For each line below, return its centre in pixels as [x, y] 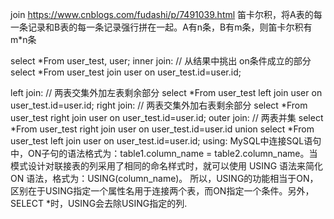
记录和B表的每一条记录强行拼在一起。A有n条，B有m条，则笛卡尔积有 [170, 27]
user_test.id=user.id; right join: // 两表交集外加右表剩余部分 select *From [159, 105]
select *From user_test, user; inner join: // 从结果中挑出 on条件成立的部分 [161, 61]
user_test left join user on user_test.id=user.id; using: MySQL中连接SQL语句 [166, 141]
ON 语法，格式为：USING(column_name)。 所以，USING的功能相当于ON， [164, 178]
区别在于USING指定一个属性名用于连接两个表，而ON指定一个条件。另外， [162, 191]
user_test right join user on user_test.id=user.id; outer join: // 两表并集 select [167, 117]
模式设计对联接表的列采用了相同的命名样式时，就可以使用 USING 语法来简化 [167, 166]
